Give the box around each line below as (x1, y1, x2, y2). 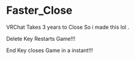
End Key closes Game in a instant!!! (6, 46, 93, 54)
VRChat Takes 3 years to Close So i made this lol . (6, 23, 130, 31)
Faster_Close (6, 4, 73, 17)
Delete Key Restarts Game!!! (6, 35, 76, 42)
